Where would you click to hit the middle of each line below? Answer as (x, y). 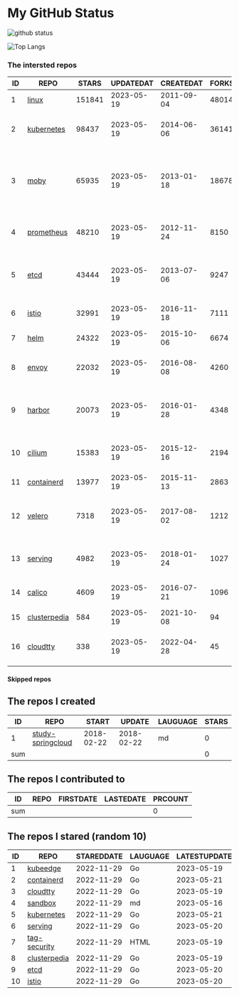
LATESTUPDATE (205, 856)
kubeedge (44, 868)
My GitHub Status (61, 13)
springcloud (52, 743)
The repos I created (52, 702)
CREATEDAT (182, 83)
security (41, 947)
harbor (38, 410)
